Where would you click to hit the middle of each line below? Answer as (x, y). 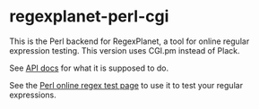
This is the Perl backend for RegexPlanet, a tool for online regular (129, 41)
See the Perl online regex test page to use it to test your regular (126, 85)
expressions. (33, 95)
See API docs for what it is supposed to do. (89, 68)
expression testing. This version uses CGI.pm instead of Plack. (125, 50)
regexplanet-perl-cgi (89, 17)
